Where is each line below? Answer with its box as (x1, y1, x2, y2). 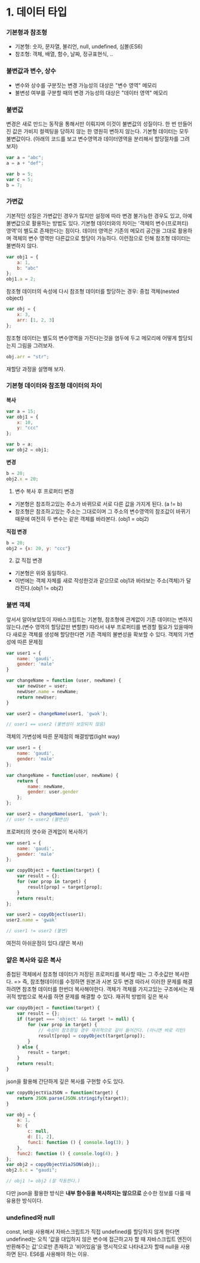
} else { (17, 1044, 39, 1050)
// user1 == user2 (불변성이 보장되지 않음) (6, 721, 106, 727)
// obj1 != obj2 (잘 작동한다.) (6, 1178, 81, 1184)
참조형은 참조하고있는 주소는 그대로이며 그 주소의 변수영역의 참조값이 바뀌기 (14, 508, 191, 515)
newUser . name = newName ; (17, 688, 79, 694)
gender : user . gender (27, 789, 79, 795)
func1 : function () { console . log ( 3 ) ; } (27, 1139, 130, 1145)
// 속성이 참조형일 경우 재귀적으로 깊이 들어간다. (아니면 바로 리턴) (38, 1027, 186, 1033)
